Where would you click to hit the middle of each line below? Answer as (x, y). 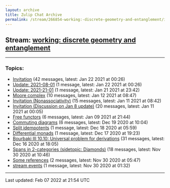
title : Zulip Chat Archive (34, 15)
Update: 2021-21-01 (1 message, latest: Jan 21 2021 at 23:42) (76, 90)
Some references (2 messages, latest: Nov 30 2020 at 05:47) (76, 160)
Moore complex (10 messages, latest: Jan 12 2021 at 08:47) (74, 96)
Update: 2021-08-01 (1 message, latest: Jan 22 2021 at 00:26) (77, 85)
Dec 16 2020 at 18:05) (36, 144)
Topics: (15, 68)
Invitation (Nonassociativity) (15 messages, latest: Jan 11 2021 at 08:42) (87, 101)
